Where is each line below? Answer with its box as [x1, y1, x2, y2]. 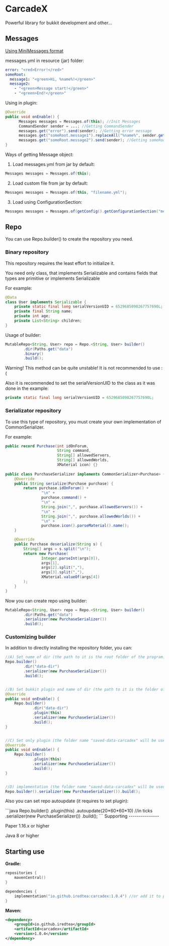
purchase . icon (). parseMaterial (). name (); [41, 523, 129, 528]
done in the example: [5, 385, 49, 391]
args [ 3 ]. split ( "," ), [41, 570, 84, 575]
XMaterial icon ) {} [57, 462, 98, 467]
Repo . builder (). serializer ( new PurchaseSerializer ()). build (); [5, 789, 141, 794]
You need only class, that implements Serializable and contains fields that [5, 270, 157, 276]
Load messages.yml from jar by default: [12, 161, 95, 167]
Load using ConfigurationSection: [12, 199, 82, 205]
